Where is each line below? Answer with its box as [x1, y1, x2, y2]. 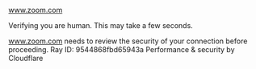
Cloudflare [8, 54, 44, 63]
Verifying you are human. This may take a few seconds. [8, 21, 194, 30]
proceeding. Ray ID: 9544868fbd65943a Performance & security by [8, 45, 235, 54]
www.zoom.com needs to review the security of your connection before [8, 36, 248, 46]
